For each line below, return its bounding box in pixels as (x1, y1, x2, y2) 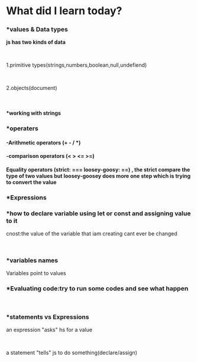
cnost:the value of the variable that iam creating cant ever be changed (6, 230, 177, 237)
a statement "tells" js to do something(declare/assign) (6, 349, 138, 356)
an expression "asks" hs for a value (6, 326, 93, 333)
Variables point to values (6, 270, 66, 277)
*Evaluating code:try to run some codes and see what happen (6, 285, 189, 293)
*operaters (6, 124, 38, 132)
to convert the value (6, 179, 57, 186)
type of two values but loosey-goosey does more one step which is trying (6, 172, 191, 179)
